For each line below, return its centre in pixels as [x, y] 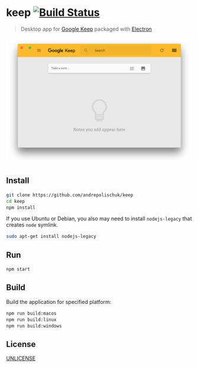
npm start [18, 269]
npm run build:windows [34, 326]
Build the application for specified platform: [59, 302]
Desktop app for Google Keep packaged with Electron [86, 29]
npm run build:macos [32, 313]
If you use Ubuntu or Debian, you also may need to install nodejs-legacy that [99, 219]
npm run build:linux [32, 320]
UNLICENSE [21, 358]
